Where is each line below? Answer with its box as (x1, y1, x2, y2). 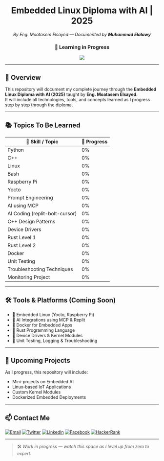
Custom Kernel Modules (12, 389, 61, 395)
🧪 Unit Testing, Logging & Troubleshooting (12, 338, 98, 344)
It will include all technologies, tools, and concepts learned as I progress (5, 97, 150, 103)
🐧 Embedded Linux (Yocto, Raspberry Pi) (12, 311, 95, 318)
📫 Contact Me (5, 414, 50, 422)
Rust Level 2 (7, 242, 36, 249)
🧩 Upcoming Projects (5, 356, 71, 365)
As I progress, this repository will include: (5, 369, 88, 375)
